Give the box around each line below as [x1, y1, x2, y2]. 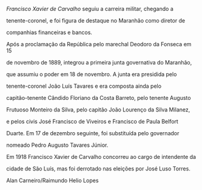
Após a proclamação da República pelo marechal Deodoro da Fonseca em [6, 41, 192, 47]
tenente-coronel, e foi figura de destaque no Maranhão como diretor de [6, 17, 186, 24]
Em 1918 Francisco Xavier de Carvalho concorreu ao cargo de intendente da [6, 153, 196, 160]
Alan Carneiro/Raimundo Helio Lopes [6, 177, 99, 184]
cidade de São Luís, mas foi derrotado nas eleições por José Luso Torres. [6, 165, 191, 172]
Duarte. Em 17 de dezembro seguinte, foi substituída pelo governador [6, 130, 180, 136]
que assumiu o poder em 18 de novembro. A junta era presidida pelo [6, 71, 177, 78]
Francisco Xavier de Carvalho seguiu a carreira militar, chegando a [6, 5, 174, 12]
